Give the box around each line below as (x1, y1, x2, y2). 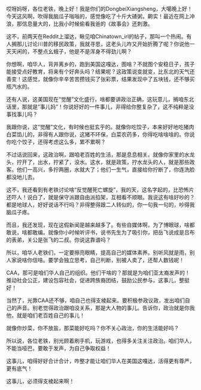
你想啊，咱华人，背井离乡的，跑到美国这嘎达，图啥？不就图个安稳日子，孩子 (6, 60, 195, 68)
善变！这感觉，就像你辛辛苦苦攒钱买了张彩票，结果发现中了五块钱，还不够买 (6, 75, 195, 83)
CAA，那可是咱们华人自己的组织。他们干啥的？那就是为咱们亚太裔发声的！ (6, 269, 190, 276)
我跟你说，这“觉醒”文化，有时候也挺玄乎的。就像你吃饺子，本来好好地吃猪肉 (6, 123, 194, 130)
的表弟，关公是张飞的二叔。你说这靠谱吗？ (6, 236, 111, 243)
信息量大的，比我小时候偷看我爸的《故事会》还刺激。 (22, 20, 153, 27)
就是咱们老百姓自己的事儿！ (16, 312, 85, 319)
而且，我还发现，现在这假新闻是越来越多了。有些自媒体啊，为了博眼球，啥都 (6, 221, 195, 228)
